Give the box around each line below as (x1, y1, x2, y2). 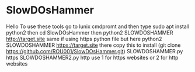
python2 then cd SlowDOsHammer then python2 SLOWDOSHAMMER (6, 29, 173, 36)
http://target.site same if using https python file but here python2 (6, 35, 162, 42)
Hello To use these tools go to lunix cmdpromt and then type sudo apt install (6, 23, 190, 30)
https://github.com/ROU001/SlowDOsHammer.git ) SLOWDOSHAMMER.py (6, 47, 183, 54)
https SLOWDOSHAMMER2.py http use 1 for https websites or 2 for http (6, 54, 179, 61)
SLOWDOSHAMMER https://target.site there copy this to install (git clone (6, 42, 181, 49)
